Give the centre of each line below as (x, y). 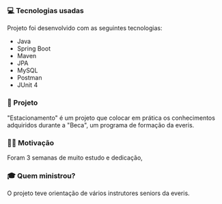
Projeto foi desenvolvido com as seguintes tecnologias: (85, 28)
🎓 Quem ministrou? (41, 175)
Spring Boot (34, 49)
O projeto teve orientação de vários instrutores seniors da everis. (98, 193)
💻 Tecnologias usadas (45, 10)
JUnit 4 (27, 85)
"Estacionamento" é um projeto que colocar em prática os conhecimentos (111, 118)
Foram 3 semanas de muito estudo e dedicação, (75, 157)
